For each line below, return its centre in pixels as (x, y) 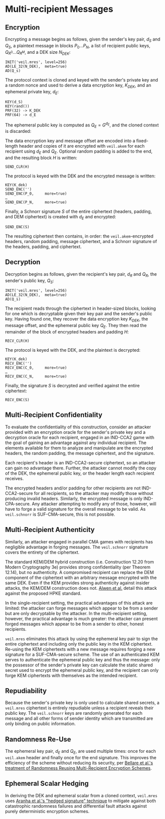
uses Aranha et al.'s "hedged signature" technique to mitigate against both (81, 801)
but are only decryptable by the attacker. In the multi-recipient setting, (76, 613)
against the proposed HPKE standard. (43, 593)
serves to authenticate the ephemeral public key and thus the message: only (82, 659)
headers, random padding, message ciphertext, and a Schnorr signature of (81, 242)
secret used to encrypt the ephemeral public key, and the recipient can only (82, 670)
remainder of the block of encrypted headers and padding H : (67, 332)
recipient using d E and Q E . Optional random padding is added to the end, (79, 152)
